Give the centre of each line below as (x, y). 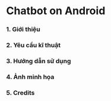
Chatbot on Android (56, 11)
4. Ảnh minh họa (30, 77)
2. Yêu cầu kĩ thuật (34, 45)
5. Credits (20, 93)
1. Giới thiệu (23, 30)
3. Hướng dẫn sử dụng (39, 61)
